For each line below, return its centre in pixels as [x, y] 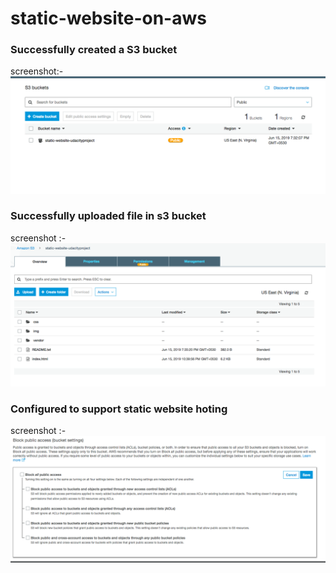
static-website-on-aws [108, 18]
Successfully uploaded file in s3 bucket [108, 216]
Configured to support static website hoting [119, 409]
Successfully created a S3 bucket [94, 50]
